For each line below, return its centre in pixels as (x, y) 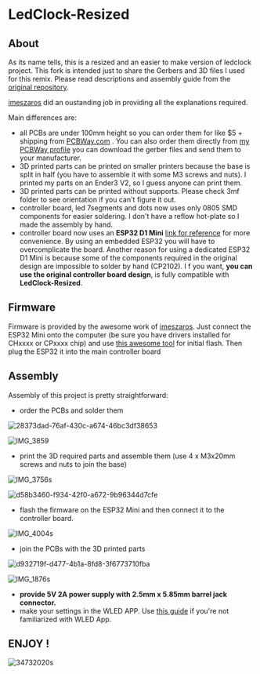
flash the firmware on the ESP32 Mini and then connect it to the (122, 510)
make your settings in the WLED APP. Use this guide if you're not (124, 610)
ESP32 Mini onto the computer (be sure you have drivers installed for (119, 334)
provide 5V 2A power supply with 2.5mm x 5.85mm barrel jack (123, 594)
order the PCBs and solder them (71, 410)
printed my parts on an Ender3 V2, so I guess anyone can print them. (131, 183)
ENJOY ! (29, 644)
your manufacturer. (51, 158)
